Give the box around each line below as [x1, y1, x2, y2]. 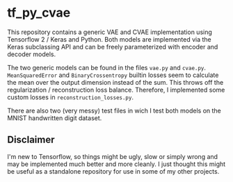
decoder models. [7, 50, 56, 58]
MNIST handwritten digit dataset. [7, 113, 102, 122]
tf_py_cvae [7, 5, 71, 21]
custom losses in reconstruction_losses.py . [7, 92, 134, 101]
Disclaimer [7, 134, 55, 146]
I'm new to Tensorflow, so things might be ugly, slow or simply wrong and [7, 152, 218, 160]
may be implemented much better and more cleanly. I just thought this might [7, 160, 226, 168]
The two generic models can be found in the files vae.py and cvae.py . [7, 63, 207, 72]
